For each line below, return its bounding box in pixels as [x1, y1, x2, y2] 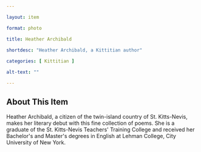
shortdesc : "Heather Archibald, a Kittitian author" [6, 47, 143, 53]
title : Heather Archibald [6, 36, 72, 42]
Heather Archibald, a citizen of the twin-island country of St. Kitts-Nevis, [6, 113, 188, 120]
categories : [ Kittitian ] [6, 58, 75, 64]
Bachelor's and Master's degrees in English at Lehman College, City [6, 132, 176, 139]
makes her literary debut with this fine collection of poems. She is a [6, 119, 175, 127]
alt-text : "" [6, 69, 39, 76]
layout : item [6, 14, 39, 20]
